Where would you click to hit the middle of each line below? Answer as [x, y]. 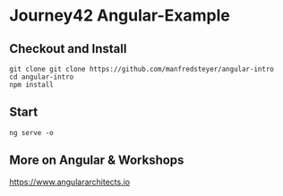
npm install [31, 85]
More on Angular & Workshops [97, 161]
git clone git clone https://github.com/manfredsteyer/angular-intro [142, 69]
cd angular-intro [42, 77]
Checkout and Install [68, 49]
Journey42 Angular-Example [120, 16]
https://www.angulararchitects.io [70, 182]
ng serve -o [31, 132]
